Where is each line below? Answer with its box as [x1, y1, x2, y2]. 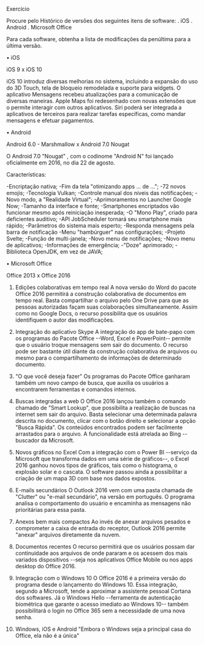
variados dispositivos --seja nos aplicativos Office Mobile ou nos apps [15, 556, 193, 563]
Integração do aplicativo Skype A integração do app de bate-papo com [15, 328, 195, 335]
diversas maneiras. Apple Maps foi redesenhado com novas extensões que [6, 98, 196, 104]
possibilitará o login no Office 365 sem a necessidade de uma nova [15, 607, 186, 614]
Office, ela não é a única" [15, 632, 80, 639]
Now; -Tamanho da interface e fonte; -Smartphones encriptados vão [6, 203, 179, 209]
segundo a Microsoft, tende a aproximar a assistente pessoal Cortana [15, 587, 191, 595]
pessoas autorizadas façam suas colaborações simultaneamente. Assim [15, 303, 198, 311]
